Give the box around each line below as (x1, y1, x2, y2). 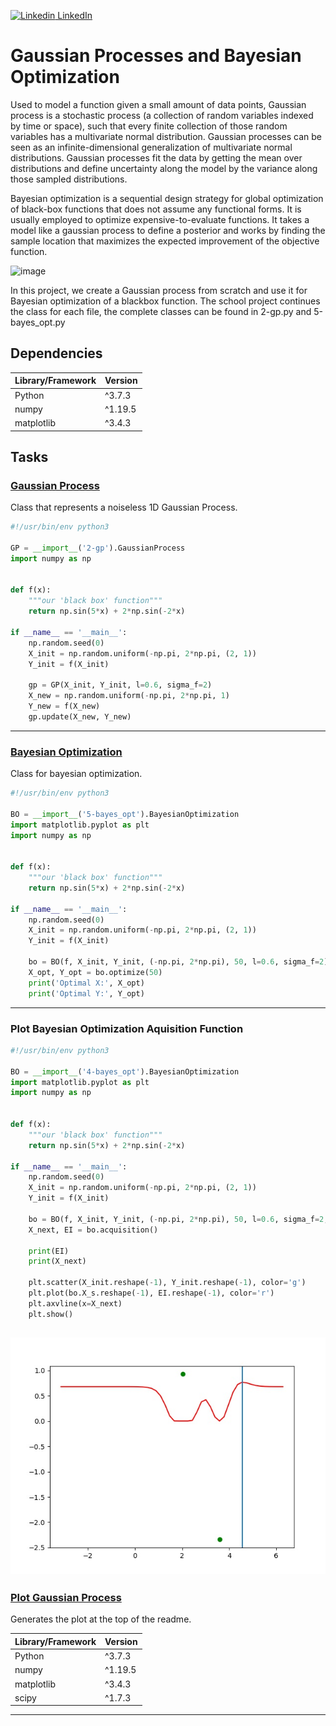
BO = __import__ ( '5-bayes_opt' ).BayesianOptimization (10, 809, 240, 819)
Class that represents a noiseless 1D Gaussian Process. (10, 501, 238, 514)
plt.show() (28, 1309, 74, 1319)
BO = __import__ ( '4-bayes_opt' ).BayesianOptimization (10, 1066, 240, 1077)
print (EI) (28, 1246, 70, 1256)
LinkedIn (57, 10, 93, 21)
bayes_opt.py (10, 316, 66, 328)
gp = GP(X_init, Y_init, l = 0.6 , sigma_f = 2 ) (28, 680, 213, 690)
